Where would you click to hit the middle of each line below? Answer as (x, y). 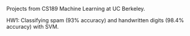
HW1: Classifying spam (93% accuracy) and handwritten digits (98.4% (95, 20)
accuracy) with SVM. (33, 27)
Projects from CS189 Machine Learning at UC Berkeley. (76, 9)
